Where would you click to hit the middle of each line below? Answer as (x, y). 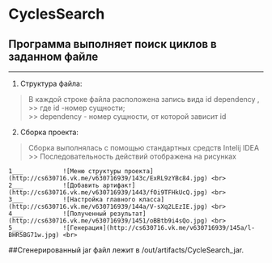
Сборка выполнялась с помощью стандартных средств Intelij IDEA (144, 148)
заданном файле (53, 56)
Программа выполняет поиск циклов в (113, 44)
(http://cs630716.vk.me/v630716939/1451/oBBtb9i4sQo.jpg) (108, 221)
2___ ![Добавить (54, 185)
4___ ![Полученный (57, 214)
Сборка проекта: (49, 132)
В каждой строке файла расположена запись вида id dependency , (144, 99)
